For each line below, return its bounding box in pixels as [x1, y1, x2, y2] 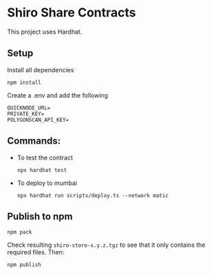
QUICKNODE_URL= [7, 104, 51, 111]
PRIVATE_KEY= [7, 110, 45, 118]
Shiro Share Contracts [7, 5, 136, 21]
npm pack [7, 229, 32, 236]
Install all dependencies [7, 65, 74, 74]
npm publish [7, 261, 41, 269]
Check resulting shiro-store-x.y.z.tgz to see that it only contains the [7, 241, 206, 249]
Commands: [7, 135, 61, 147]
